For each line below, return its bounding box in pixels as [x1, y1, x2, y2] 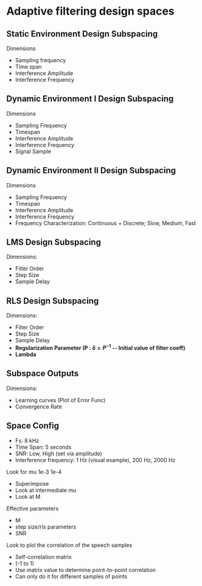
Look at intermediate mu [15, 487, 77, 494]
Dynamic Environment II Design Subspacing [6, 165, 176, 176]
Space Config [6, 421, 60, 431]
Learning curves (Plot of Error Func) [15, 396, 106, 403]
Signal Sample [15, 148, 52, 155]
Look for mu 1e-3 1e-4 [6, 468, 62, 476]
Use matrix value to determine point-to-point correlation [15, 566, 156, 573]
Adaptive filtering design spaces [6, 4, 175, 18]
